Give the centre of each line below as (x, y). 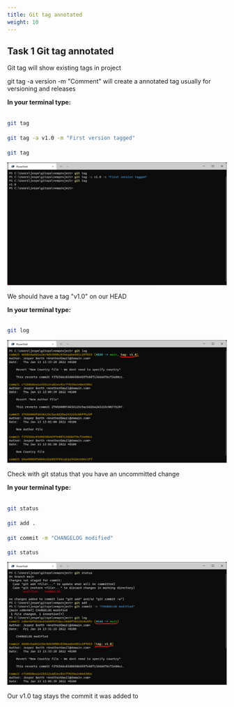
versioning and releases (41, 89)
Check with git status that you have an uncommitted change (93, 474)
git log (18, 331)
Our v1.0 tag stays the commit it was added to (73, 696)
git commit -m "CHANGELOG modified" (60, 538)
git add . (22, 523)
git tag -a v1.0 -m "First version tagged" (71, 138)
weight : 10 (23, 22)
